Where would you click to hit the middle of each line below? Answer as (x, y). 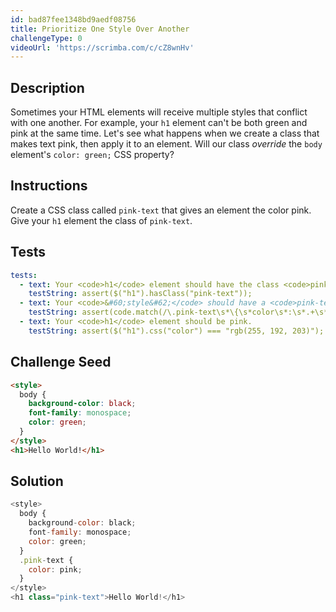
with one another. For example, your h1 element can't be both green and (159, 123)
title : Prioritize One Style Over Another (100, 29)
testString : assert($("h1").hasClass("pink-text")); (140, 294)
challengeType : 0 (46, 38)
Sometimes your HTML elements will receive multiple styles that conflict (159, 112)
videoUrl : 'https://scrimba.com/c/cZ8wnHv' (102, 47)
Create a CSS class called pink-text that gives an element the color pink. (161, 210)
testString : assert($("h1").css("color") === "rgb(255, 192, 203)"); (176, 331)
